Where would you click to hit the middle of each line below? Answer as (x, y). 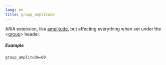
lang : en (14, 10)
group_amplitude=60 (26, 57)
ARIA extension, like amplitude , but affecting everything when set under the (83, 28)
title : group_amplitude (30, 14)
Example (15, 45)
